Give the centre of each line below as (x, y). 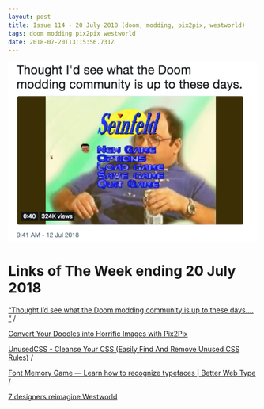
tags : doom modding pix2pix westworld (72, 33)
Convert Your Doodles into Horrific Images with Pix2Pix (98, 334)
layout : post (30, 17)
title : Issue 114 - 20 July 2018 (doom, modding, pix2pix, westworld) (127, 25)
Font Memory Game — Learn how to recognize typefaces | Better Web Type (132, 373)
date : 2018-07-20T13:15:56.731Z (61, 42)
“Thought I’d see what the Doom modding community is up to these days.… (131, 310)
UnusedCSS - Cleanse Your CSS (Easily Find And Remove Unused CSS (124, 349)
